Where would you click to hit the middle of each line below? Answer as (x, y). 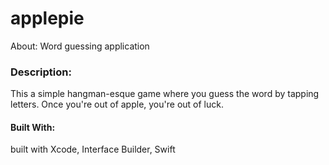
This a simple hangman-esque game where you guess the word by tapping (165, 94)
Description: (41, 72)
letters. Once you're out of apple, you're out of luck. (117, 104)
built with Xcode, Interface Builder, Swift (93, 149)
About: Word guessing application (80, 46)
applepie (47, 18)
